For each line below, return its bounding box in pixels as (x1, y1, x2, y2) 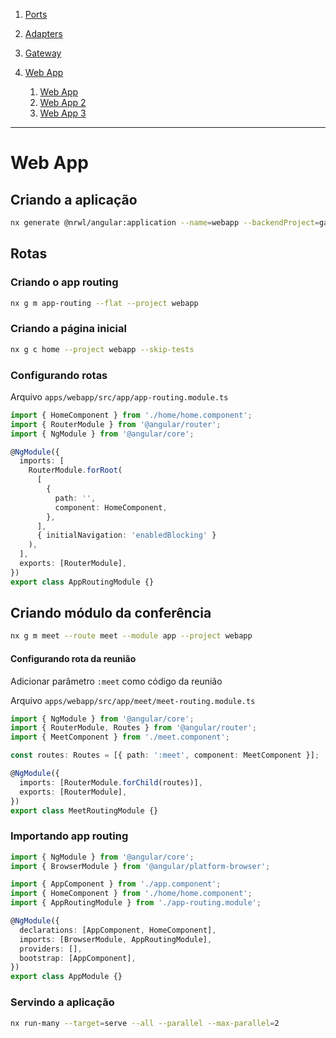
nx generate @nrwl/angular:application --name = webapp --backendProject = (10, 218, 320, 228)
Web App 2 (39, 97, 87, 108)
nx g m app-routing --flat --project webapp (10, 298, 199, 308)
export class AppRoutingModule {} (10, 577, 155, 587)
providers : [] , (19, 944, 83, 954)
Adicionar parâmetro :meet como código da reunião (10, 675, 223, 687)
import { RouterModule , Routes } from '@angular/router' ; (10, 723, 257, 733)
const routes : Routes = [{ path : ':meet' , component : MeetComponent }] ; (10, 750, 320, 761)
